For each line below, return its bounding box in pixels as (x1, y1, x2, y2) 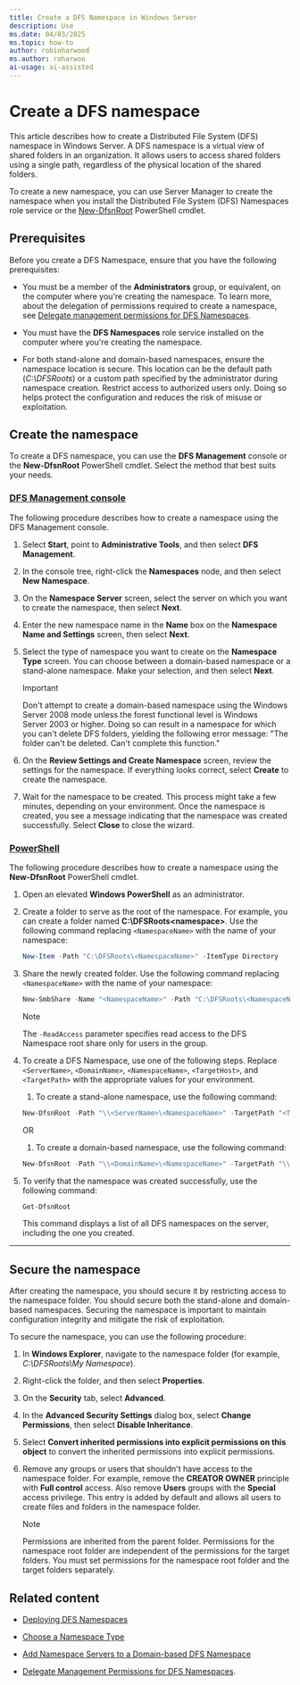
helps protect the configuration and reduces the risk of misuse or (21, 392, 262, 403)
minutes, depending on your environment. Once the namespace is (21, 801, 266, 811)
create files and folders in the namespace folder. (21, 1501, 201, 1513)
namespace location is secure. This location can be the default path (21, 363, 272, 374)
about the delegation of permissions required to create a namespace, (21, 300, 278, 311)
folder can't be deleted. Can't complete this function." (21, 737, 221, 748)
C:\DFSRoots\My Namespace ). (21, 1358, 136, 1369)
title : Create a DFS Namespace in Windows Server (9, 12, 198, 22)
